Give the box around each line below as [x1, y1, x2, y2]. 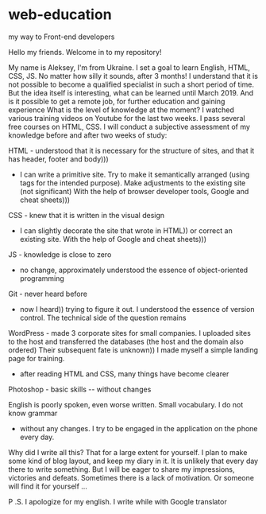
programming [19, 273, 65, 283]
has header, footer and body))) [8, 154, 109, 164]
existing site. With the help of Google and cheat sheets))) [19, 234, 207, 243]
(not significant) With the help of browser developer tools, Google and [19, 186, 249, 196]
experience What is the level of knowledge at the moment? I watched [8, 105, 234, 115]
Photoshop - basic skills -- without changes [8, 384, 152, 394]
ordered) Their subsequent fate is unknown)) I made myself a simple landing [8, 345, 258, 355]
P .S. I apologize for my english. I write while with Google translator [8, 496, 228, 506]
